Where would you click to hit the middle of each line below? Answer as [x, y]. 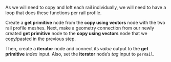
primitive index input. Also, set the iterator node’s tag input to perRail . [80, 54]
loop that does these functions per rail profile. [54, 13]
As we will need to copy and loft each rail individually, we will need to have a [86, 7]
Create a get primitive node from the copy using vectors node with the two [85, 23]
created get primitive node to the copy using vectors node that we [76, 33]
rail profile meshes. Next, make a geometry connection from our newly [80, 28]
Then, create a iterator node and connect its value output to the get [77, 49]
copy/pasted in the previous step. [40, 39]
